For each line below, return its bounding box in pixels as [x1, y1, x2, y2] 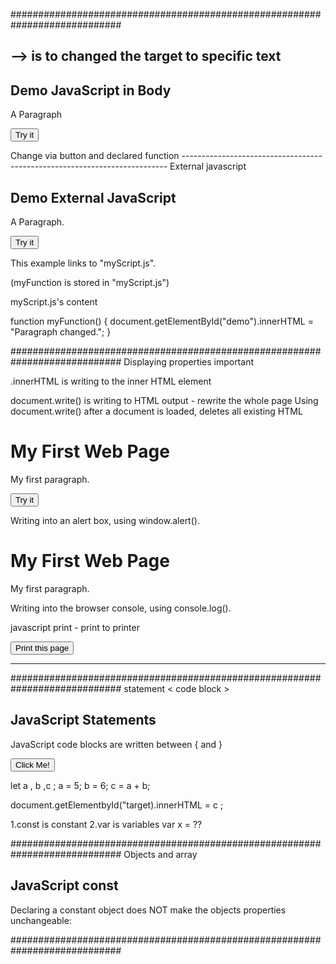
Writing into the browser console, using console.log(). [10, 602, 232, 614]
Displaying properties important [123, 356, 254, 368]
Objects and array [123, 848, 198, 860]
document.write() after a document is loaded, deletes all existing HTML [10, 405, 303, 418]
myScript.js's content [10, 296, 98, 308]
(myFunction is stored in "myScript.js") [10, 277, 170, 289]
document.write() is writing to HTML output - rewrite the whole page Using [10, 395, 319, 407]
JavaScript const [10, 877, 119, 894]
